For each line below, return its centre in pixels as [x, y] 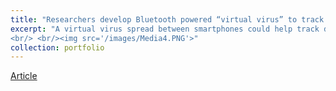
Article [24, 76]
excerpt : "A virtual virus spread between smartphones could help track [165, 29]
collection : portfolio [57, 47]
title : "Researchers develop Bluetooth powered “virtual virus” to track [167, 19]
